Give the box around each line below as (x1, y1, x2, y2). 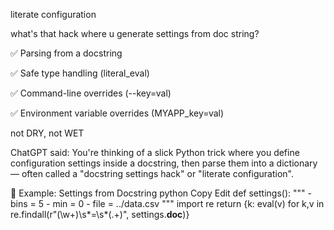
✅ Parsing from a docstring (10, 47, 123, 59)
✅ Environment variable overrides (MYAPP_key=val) (10, 107, 225, 119)
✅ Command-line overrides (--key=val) (10, 87, 172, 99)
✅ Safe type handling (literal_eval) (10, 67, 150, 79)
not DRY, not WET (10, 127, 85, 139)
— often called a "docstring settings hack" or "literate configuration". (10, 168, 294, 179)
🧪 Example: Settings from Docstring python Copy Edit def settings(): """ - (10, 187, 312, 199)
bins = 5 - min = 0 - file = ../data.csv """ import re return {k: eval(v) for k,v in (10, 198, 325, 209)
